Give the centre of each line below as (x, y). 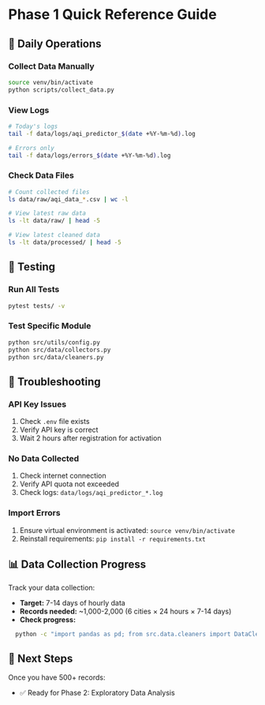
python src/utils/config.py (54, 342)
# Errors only (32, 148)
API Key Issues (37, 404)
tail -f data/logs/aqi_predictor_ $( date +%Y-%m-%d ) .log (102, 133)
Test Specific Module (50, 326)
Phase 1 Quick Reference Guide (112, 15)
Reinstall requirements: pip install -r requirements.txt (113, 538)
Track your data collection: (52, 587)
